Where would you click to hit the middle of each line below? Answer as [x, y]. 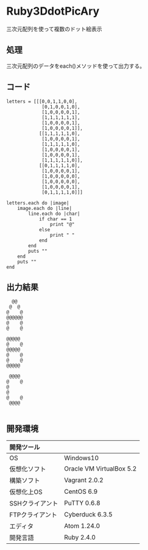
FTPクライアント [33, 515]
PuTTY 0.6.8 [82, 503]
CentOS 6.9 [81, 491]
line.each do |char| [54, 214]
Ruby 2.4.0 [80, 537]
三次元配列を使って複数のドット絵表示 [54, 29]
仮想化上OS [26, 492]
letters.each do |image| [38, 203]
